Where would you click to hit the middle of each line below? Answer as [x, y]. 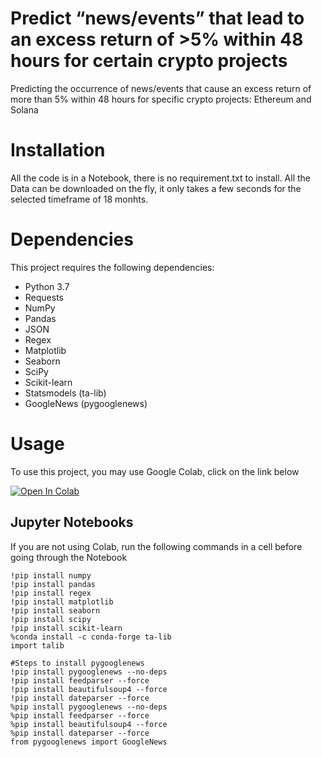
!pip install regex [51, 593]
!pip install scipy [51, 619]
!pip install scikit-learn [66, 628]
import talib [37, 645]
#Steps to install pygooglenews [77, 663]
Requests [44, 297]
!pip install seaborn [55, 610]
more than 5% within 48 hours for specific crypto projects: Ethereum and [161, 99]
